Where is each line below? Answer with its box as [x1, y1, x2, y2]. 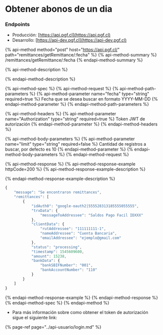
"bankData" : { [31, 258, 60, 263]
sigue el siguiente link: [12, 314, 57, 320]
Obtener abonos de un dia [5, 3, 113, 15]
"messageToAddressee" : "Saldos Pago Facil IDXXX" [40, 212, 143, 218]
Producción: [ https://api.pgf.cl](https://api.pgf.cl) [12, 32, 111, 38]
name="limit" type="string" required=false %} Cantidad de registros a [5, 141, 146, 147]
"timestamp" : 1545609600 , [31, 249, 84, 254]
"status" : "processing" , [31, 244, 82, 250]
